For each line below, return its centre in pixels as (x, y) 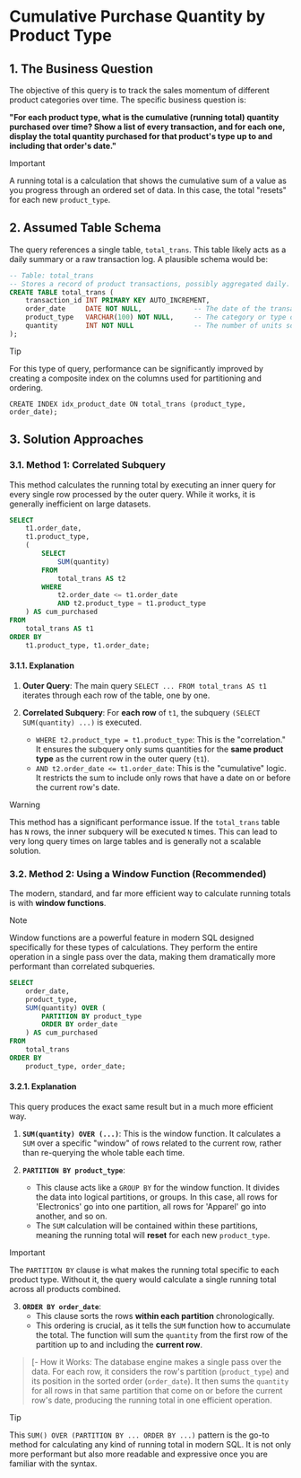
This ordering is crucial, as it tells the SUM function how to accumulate (163, 1325)
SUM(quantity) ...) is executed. (82, 722)
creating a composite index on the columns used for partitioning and (136, 378)
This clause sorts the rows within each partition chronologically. (155, 1315)
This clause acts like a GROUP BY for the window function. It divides (158, 1187)
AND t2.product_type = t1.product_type (131, 603)
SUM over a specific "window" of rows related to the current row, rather (152, 1143)
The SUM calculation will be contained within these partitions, (146, 1225)
